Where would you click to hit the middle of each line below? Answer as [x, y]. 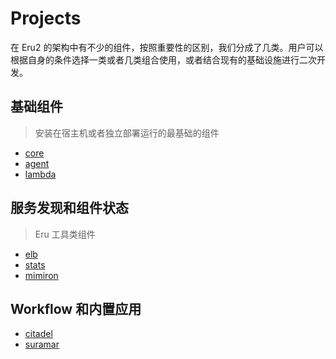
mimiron [41, 275]
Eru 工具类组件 [65, 234]
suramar [42, 344]
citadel [38, 334]
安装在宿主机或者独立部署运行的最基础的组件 [127, 133]
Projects [46, 18]
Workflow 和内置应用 [76, 308]
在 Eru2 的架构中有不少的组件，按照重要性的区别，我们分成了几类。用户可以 [167, 47]
